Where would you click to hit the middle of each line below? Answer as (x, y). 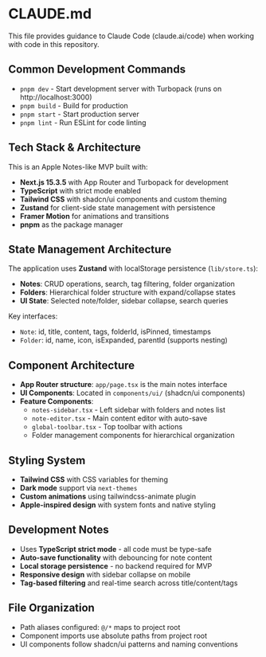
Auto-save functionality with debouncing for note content (116, 557)
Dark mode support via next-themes (78, 488)
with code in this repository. (54, 44)
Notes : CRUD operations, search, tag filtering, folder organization (127, 284)
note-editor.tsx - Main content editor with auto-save (119, 418)
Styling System (47, 460)
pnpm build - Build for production (74, 105)
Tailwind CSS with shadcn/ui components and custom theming (123, 199)
